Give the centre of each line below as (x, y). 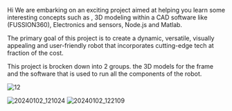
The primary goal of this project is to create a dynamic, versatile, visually (111, 38)
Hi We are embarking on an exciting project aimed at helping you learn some (116, 10)
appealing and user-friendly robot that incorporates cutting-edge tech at (111, 45)
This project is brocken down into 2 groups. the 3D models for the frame (110, 66)
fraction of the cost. (35, 53)
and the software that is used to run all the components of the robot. (105, 74)
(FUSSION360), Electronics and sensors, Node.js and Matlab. (95, 25)
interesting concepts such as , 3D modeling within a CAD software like (107, 17)
